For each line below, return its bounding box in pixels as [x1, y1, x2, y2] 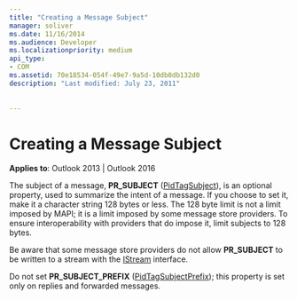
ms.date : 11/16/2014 [9, 29, 86, 38]
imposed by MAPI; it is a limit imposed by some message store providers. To [9, 209, 288, 219]
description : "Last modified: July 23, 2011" [9, 79, 180, 88]
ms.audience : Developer [9, 37, 98, 47]
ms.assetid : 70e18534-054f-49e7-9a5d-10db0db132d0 [9, 71, 200, 80]
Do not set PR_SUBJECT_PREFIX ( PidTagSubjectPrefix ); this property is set [9, 272, 285, 282]
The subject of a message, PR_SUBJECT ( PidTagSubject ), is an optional [9, 180, 272, 191]
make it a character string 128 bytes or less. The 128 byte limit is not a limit [9, 199, 281, 209]
